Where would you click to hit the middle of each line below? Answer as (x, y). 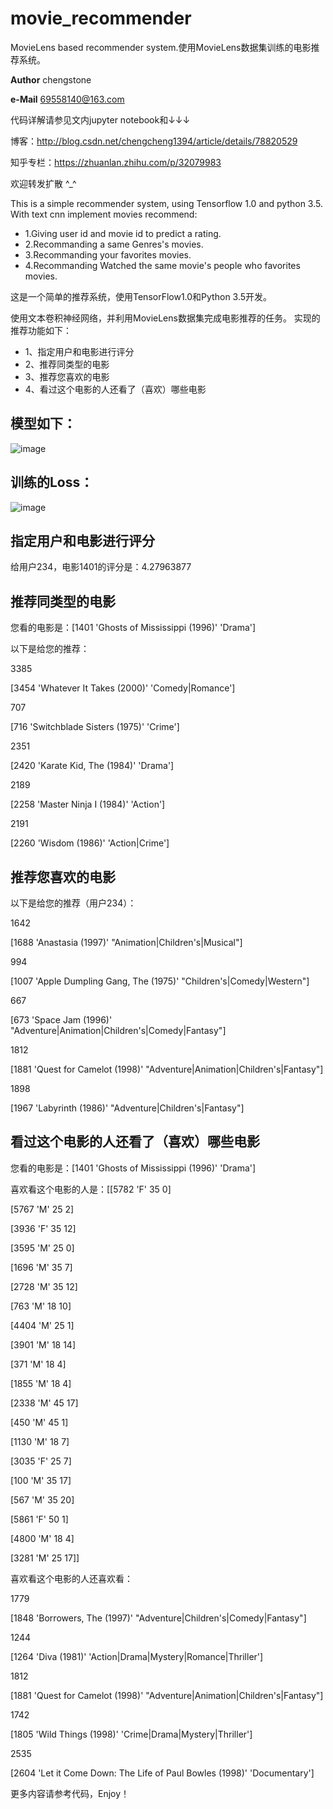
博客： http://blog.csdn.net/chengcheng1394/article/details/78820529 (154, 141)
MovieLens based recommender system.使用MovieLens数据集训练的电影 (161, 47)
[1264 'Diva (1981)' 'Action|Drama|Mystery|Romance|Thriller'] (137, 1656)
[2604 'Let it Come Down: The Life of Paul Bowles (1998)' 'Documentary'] (162, 1773)
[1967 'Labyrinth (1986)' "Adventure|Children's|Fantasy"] (127, 1108)
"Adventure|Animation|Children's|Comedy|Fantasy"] (118, 1030)
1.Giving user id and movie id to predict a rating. (123, 233)
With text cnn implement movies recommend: (104, 214)
